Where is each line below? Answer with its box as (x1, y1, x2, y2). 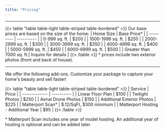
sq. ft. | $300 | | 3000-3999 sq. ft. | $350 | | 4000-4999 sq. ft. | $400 (17, 41, 158, 47)
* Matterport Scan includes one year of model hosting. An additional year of (5, 116, 159, 122)
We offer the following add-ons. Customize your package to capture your (5, 71, 153, 77)
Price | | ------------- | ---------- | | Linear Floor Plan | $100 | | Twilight (5, 91, 148, 97)
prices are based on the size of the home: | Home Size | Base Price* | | (5, 31, 148, 36)
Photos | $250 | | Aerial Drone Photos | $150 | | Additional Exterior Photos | (5, 96, 156, 102)
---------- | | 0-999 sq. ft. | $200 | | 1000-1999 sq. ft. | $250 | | (17, 35, 144, 42)
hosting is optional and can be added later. (5, 121, 91, 127)
